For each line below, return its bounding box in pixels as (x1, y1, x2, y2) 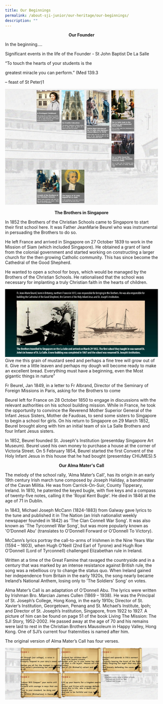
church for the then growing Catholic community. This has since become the (5, 255, 158, 260)
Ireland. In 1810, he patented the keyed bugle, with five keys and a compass (5, 487, 156, 493)
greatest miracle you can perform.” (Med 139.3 (5, 70, 98, 75)
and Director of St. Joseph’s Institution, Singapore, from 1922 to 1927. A (5, 608, 147, 613)
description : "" (5, 18, 38, 23)
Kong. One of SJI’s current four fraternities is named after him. (5, 629, 130, 634)
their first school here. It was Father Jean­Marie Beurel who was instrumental (5, 224, 158, 230)
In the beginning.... (5, 41, 43, 47)
